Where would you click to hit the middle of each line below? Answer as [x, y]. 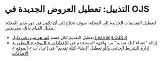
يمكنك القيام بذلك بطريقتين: [30, 28]
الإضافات [20, 53]
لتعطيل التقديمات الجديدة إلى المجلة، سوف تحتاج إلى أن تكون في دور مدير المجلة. [80, 23]
